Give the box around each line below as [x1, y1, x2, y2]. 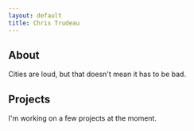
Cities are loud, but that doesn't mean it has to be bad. [8, 69, 187, 79]
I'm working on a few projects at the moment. [8, 114, 157, 123]
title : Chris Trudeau [8, 19, 80, 27]
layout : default [8, 11, 62, 20]
